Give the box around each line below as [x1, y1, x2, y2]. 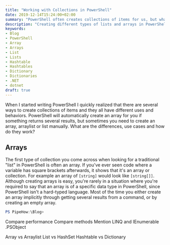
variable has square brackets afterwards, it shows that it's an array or [5, 167, 150, 173]
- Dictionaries [5, 74, 37, 79]
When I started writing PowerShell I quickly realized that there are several [5, 101, 158, 108]
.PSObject [5, 224, 26, 230]
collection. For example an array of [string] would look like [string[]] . [5, 173, 155, 179]
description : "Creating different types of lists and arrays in [5, 21, 144, 27]
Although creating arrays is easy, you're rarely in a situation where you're [5, 178, 158, 184]
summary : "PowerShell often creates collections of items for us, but [5, 17, 157, 22]
